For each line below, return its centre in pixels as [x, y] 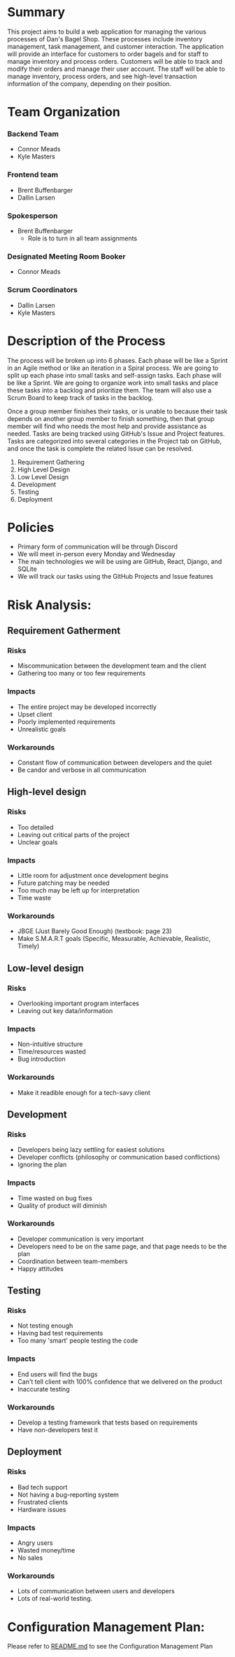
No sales [30, 1558]
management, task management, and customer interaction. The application [115, 46]
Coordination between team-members [72, 1261]
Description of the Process [86, 341]
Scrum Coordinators [43, 290]
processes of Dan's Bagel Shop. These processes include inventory [105, 39]
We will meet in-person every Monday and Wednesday [97, 554]
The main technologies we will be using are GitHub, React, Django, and [120, 562]
